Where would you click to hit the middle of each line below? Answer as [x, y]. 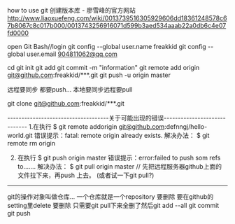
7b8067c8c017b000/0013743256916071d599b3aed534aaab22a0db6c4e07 [117, 26]
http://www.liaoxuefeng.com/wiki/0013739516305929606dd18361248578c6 [117, 18]
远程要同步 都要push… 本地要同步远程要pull [70, 89]
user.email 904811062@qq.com [72, 54]
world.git [20, 135]
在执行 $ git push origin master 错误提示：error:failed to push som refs [119, 157]
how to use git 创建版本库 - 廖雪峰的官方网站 [72, 10]
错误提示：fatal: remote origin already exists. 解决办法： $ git [122, 135]
